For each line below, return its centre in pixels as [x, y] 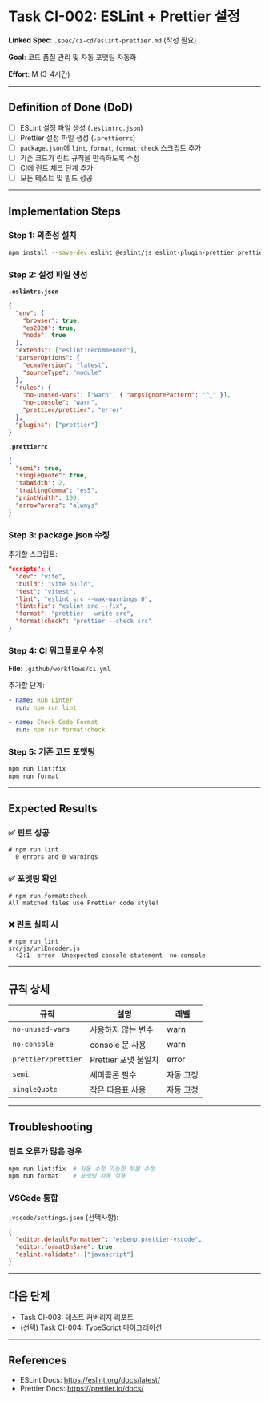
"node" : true [44, 336]
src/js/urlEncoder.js [44, 949]
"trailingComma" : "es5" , [57, 491]
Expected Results [53, 809]
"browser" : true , [52, 320]
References [38, 1361]
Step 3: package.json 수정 [59, 535]
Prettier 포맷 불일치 [124, 1060]
